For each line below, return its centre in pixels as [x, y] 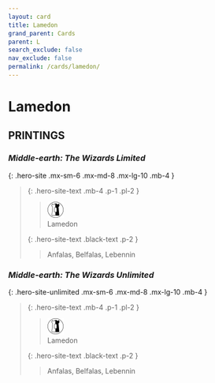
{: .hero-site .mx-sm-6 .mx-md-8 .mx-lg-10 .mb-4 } [91, 175]
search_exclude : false [45, 50]
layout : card [30, 17]
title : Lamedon [33, 25]
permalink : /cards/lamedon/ [54, 67]
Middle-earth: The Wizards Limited [77, 158]
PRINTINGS [37, 135]
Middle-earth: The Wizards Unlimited [81, 275]
